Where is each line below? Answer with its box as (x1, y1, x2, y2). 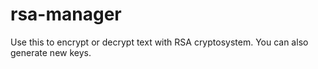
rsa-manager (10, 3, 122, 26)
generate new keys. (10, 46, 92, 58)
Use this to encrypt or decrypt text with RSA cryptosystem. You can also (10, 36, 309, 48)
